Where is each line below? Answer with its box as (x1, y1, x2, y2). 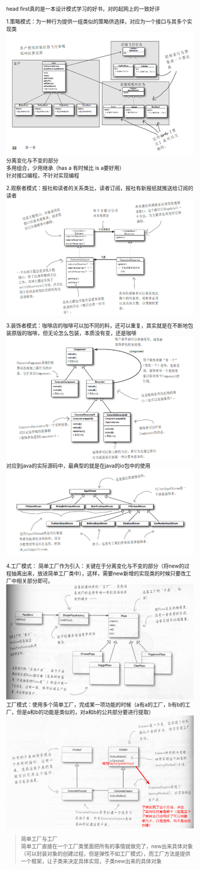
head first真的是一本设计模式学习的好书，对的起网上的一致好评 (6, 5, 160, 12)
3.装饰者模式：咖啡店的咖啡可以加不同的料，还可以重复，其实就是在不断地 (6, 322, 189, 329)
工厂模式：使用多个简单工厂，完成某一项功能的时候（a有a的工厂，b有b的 (6, 701, 186, 708)
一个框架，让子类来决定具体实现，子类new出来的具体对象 (20, 857, 162, 865)
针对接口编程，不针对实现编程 (6, 172, 79, 179)
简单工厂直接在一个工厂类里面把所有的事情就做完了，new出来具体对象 (20, 843, 193, 850)
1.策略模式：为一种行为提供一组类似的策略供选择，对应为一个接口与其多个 (6, 18, 187, 25)
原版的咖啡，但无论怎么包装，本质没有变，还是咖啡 (11, 330, 137, 337)
